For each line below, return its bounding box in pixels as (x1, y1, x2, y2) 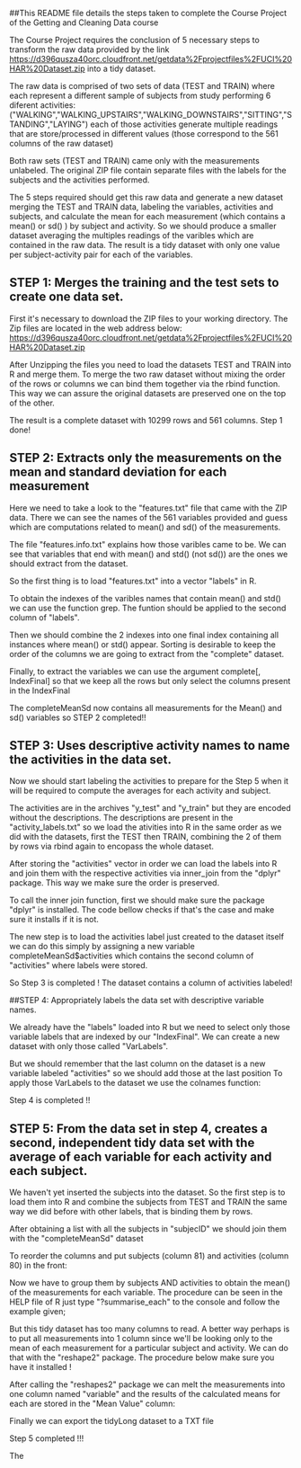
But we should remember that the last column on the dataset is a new (9, 1058, 266, 1069)
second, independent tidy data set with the (9, 1134, 255, 1150)
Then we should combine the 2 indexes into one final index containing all (9, 629, 279, 640)
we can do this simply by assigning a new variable (9, 941, 195, 952)
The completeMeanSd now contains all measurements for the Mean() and (9, 702, 282, 713)
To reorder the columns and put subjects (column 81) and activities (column (9, 1250, 289, 1261)
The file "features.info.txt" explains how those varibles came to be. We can (9, 538, 287, 549)
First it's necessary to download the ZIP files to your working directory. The (9, 313, 288, 324)
